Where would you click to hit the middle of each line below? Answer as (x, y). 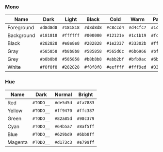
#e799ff (86, 142)
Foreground (21, 28)
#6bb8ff (86, 134)
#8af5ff (86, 126)
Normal (63, 95)
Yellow (15, 111)
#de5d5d (63, 103)
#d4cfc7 (138, 28)
